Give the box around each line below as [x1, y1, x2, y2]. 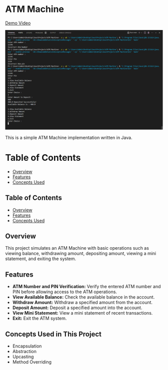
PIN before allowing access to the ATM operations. [12, 289, 117, 295]
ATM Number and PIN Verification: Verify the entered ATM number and [12, 284, 161, 290]
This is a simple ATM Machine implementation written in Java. [5, 134, 132, 140]
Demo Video [5, 20, 31, 26]
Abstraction [12, 349, 36, 355]
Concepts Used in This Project [5, 330, 101, 338]
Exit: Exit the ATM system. [12, 316, 67, 322]
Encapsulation [12, 343, 42, 349]
